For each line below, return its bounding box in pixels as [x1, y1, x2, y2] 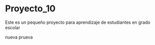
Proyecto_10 [5, 3, 56, 14]
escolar [5, 24, 21, 30]
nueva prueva [5, 34, 33, 40]
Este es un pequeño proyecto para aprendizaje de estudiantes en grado [5, 19, 151, 25]
